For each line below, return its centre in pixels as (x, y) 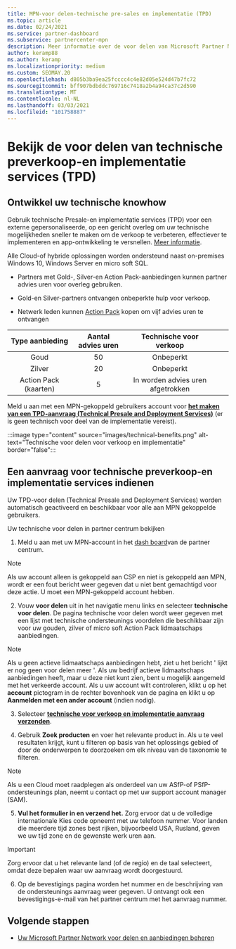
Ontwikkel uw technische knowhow (87, 202)
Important (21, 849)
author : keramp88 (33, 54)
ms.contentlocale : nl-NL (44, 99)
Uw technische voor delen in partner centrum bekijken (86, 528)
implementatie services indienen (81, 483)
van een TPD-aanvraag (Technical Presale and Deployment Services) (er (115, 413)
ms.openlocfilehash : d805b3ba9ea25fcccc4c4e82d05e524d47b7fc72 (102, 79)
